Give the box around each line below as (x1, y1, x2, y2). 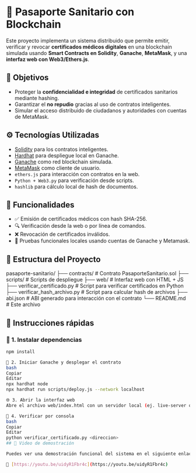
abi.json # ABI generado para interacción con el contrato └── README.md (6, 295, 186, 302)
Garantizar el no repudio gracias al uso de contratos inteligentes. (14, 101, 171, 108)
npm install (6, 348, 35, 355)
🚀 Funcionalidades (6, 200, 75, 210)
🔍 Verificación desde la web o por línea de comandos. (14, 222, 146, 229)
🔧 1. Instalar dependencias (6, 335, 82, 344)
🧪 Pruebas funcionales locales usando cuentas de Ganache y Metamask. (14, 237, 190, 245)
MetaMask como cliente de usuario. (14, 164, 101, 172)
